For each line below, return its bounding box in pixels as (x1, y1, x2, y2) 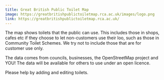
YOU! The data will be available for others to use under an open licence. (5, 60, 151, 66)
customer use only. (5, 45, 44, 52)
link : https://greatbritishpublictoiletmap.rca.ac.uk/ (5, 16, 120, 21)
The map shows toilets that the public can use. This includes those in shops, (5, 30, 160, 36)
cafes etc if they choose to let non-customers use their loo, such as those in (5, 35, 160, 41)
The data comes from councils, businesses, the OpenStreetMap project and (5, 55, 159, 61)
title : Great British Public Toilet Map (5, 7, 89, 12)
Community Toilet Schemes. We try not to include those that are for (5, 40, 141, 46)
